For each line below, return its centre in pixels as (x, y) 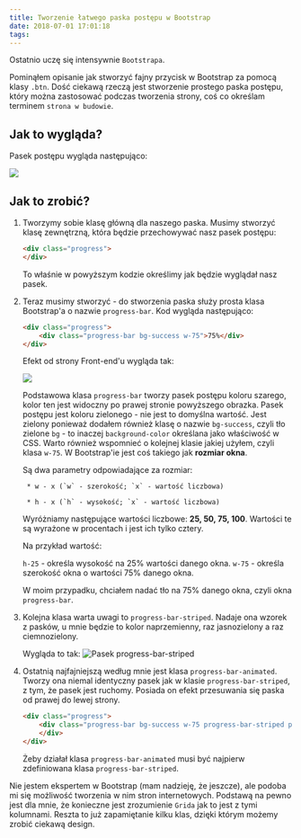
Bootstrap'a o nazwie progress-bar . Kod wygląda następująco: (138, 310)
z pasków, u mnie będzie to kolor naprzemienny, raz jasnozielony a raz (153, 627)
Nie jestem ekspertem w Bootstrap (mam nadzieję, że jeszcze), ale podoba (148, 785)
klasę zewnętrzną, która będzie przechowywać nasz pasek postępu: (149, 232)
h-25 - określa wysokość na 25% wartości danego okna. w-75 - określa (153, 564)
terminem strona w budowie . (62, 106)
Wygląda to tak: (51, 654)
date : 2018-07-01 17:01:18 (60, 26)
